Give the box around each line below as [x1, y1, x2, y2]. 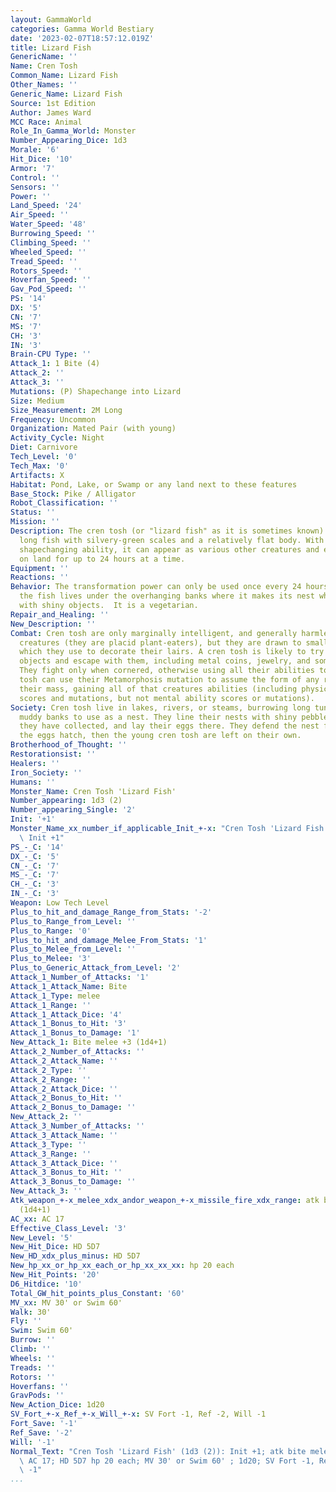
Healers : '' [10, 758, 60, 768]
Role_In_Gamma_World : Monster [10, 126, 137, 136]
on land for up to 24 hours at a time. [19, 554, 186, 564]
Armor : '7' [10, 163, 56, 173]
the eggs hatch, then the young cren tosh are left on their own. [19, 731, 302, 741]
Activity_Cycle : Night [10, 433, 105, 443]
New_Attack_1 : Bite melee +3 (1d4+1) [10, 1037, 168, 1048]
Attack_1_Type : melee [10, 991, 101, 1001]
